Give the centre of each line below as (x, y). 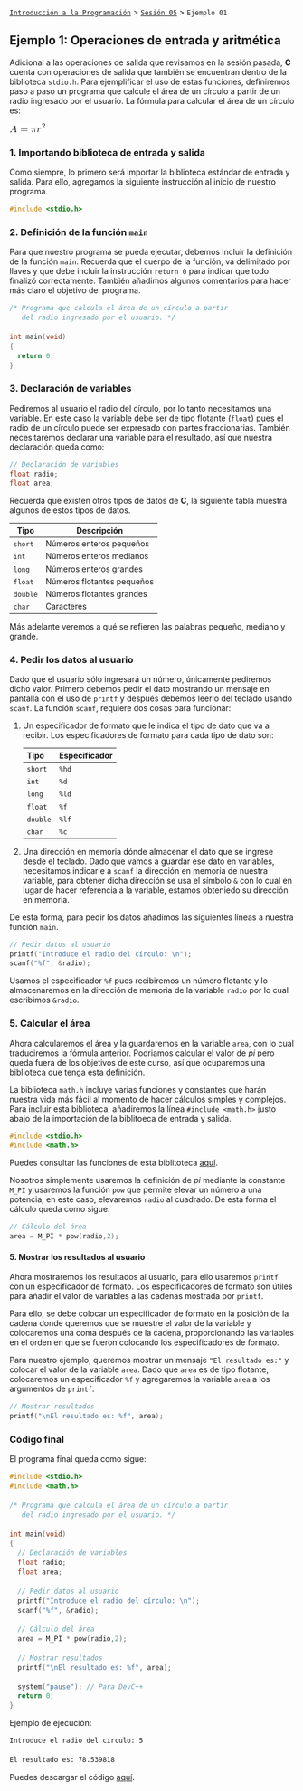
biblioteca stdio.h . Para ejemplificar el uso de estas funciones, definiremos (150, 81)
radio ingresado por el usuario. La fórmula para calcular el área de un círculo (152, 100)
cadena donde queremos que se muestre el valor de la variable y (130, 1323)
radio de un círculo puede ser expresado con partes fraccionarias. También (150, 427)
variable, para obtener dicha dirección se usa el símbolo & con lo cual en (157, 880)
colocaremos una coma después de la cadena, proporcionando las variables (151, 1333)
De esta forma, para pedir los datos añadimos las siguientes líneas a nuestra (151, 917)
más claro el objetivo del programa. (75, 290)
